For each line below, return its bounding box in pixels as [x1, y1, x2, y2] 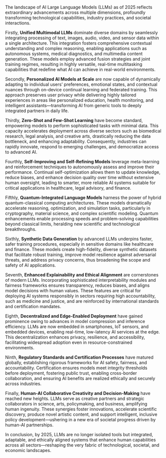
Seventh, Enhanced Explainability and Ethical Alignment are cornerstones [5, 272, 159, 277]
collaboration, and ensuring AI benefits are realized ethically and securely [5, 376, 156, 381]
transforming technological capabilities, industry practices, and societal [5, 15, 151, 20]
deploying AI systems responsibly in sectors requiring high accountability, [5, 293, 156, 299]
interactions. [5, 20, 31, 26]
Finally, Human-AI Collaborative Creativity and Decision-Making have [5, 391, 151, 396]
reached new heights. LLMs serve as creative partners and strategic [5, 395, 145, 401]
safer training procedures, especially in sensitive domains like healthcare [5, 241, 154, 247]
